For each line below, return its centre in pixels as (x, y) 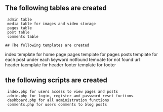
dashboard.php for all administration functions (58, 100)
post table (18, 32)
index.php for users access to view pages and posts (63, 91)
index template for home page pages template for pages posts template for (81, 54)
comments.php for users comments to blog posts (57, 104)
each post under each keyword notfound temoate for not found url (73, 59)
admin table (20, 19)
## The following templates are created (47, 45)
